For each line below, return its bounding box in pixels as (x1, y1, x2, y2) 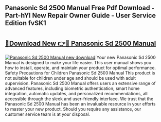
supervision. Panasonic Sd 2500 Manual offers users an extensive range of (5, 80, 156, 86)
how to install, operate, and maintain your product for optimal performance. (5, 65, 156, 70)
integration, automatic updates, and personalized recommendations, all (5, 91, 148, 96)
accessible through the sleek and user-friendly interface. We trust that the (5, 96, 154, 102)
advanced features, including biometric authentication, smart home (5, 86, 140, 91)
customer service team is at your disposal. (5, 111, 90, 117)
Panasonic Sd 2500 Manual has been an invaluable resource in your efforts (5, 101, 156, 106)
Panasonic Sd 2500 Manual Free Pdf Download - (5, 4, 155, 12)
